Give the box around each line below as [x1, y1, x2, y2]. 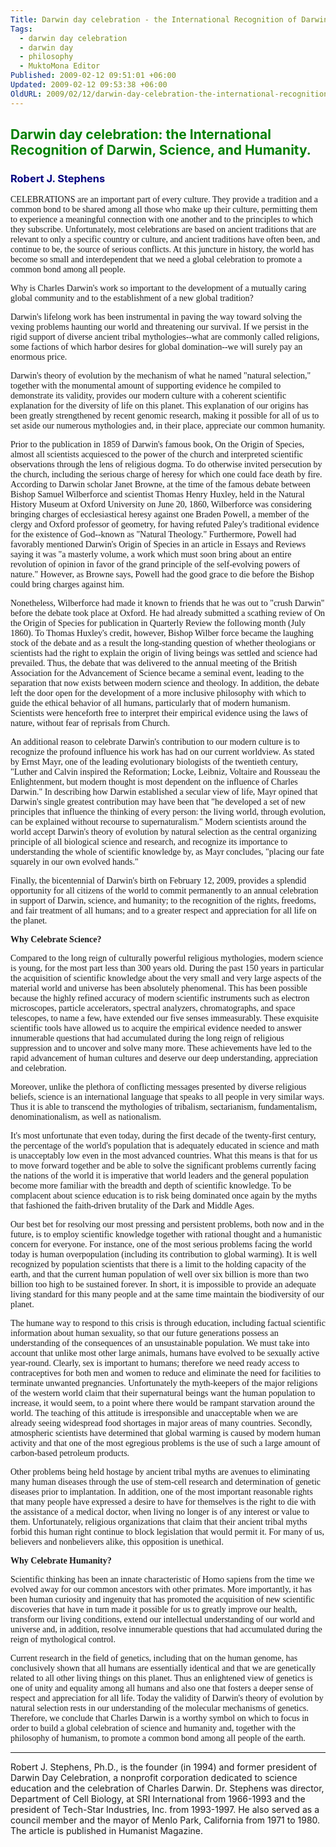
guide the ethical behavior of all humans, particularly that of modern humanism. [10, 698, 291, 709]
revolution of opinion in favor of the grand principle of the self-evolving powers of [10, 559, 301, 570]
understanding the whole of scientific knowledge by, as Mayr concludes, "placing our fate [10, 847, 325, 858]
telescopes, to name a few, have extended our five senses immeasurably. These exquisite [10, 1013, 319, 1024]
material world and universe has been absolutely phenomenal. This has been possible [10, 983, 308, 994]
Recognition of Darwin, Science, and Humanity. [10, 142, 312, 159]
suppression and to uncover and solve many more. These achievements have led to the [10, 1043, 312, 1054]
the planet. [10, 916, 48, 926]
